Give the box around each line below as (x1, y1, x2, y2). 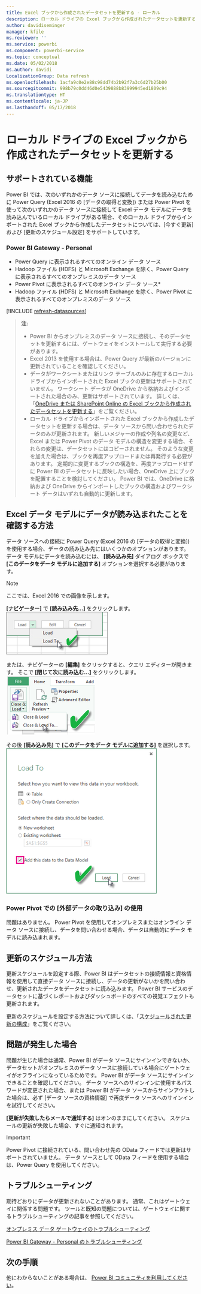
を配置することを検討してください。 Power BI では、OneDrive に (29, 475, 190, 482)
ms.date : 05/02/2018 (6, 60, 58, 66)
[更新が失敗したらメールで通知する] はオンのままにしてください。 (6, 1114, 169, 1121)
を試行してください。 (6, 1101, 59, 1109)
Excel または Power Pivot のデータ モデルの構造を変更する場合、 (29, 438, 189, 445)
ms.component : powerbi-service (6, 48, 84, 54)
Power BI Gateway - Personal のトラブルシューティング (6, 1238, 142, 1245)
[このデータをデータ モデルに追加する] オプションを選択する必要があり (6, 560, 181, 567)
